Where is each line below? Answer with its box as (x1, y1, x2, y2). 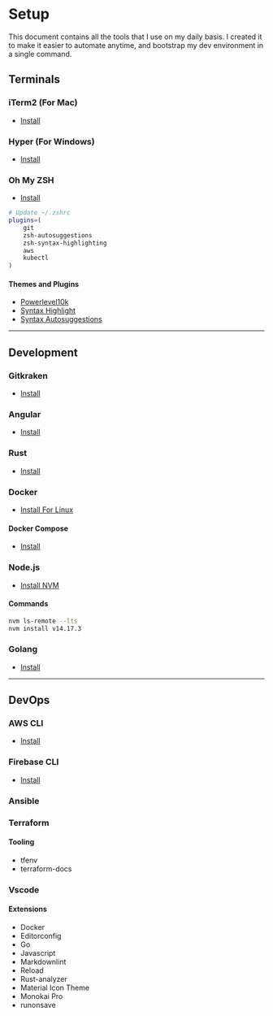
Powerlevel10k (19, 297, 69, 307)
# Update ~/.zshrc (8, 209, 71, 217)
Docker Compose (8, 523, 69, 533)
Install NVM (19, 580, 59, 590)
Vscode (8, 884, 40, 895)
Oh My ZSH (8, 174, 54, 185)
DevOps (8, 693, 50, 707)
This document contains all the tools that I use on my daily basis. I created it (8, 32, 262, 41)
